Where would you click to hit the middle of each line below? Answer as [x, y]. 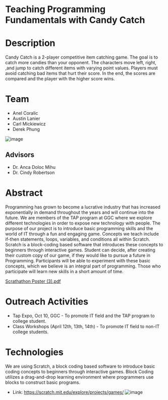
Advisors [20, 155]
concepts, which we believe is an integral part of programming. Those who [83, 266]
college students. [31, 332]
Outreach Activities [47, 301]
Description [30, 43]
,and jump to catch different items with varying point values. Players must [81, 68]
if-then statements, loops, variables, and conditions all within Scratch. [78, 239]
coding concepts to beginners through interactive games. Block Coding [79, 371]
